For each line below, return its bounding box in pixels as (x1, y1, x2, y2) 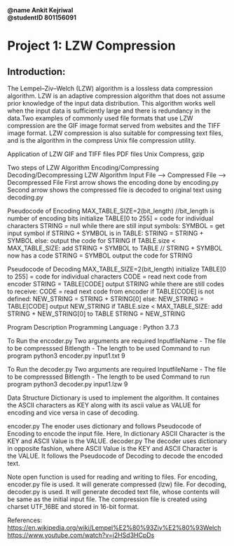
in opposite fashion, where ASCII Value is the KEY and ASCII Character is (7, 444, 218, 452)
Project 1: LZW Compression (7, 38, 176, 54)
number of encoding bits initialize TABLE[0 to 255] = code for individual (7, 214, 214, 223)
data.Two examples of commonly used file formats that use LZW (7, 114, 194, 122)
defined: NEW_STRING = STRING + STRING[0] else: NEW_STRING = (7, 295, 205, 303)
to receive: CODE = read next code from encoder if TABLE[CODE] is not (7, 287, 214, 295)
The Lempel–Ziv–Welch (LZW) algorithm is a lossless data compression (7, 84, 214, 92)
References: (7, 516, 42, 524)
